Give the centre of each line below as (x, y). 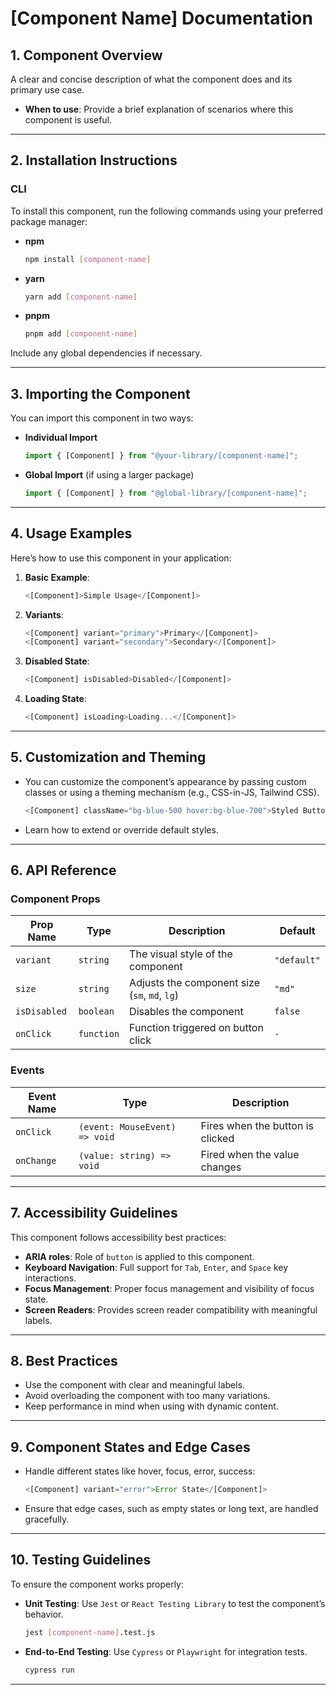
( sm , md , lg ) (154, 995)
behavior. (44, 1614)
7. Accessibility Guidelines (94, 1213)
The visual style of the (181, 954)
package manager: (49, 221)
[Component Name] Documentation (161, 18)
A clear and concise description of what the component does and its (151, 79)
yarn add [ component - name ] (81, 297)
